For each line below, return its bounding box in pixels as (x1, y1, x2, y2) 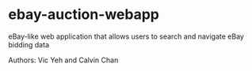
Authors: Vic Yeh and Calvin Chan (8, 55, 119, 65)
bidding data (8, 39, 50, 49)
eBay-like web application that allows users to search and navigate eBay (8, 32, 244, 41)
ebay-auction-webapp (8, 6, 160, 24)
